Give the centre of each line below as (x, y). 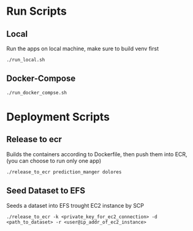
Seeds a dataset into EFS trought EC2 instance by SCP (75, 205)
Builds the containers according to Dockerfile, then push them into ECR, (97, 154)
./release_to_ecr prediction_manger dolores (64, 172)
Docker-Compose (41, 79)
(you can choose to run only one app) (54, 161)
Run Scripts (37, 11)
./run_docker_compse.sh (37, 93)
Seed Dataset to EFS (46, 191)
